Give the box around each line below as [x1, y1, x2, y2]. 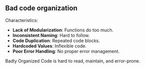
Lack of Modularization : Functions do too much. [12, 27, 114, 33]
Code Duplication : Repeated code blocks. [12, 37, 100, 43]
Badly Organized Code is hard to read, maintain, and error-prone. [5, 57, 140, 64]
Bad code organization [5, 4, 78, 12]
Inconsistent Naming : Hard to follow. [12, 32, 90, 38]
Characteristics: [5, 17, 38, 23]
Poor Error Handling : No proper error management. [12, 48, 120, 54]
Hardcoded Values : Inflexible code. [12, 42, 87, 49]
